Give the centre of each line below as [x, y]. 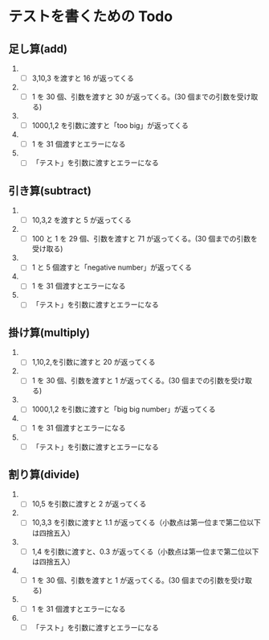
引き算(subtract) [50, 190]
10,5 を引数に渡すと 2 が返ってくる [89, 504]
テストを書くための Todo [91, 17]
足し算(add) [38, 49]
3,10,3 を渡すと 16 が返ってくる [83, 78]
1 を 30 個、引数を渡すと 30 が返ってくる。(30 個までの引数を [134, 97]
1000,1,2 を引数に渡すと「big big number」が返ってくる [124, 409]
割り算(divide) [44, 475]
